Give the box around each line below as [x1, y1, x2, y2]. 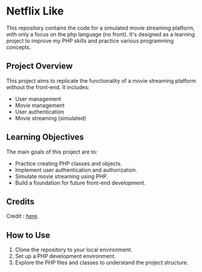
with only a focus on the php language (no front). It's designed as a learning [6, 30, 195, 37]
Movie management [14, 102, 65, 109]
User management [14, 95, 62, 102]
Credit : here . [6, 213, 39, 220]
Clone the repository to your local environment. [14, 246, 133, 253]
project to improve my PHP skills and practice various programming [6, 37, 174, 44]
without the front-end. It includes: [6, 83, 90, 91]
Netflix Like [6, 4, 65, 18]
